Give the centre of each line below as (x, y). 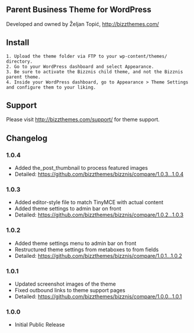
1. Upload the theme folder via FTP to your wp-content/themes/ (87, 56)
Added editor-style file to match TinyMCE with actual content (89, 202)
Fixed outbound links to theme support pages (70, 290)
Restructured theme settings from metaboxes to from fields (87, 249)
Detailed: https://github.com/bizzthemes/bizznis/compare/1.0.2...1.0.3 (99, 215)
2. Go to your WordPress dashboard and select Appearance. (80, 67)
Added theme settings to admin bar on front (68, 209)
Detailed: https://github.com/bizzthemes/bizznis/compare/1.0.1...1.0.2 (98, 256)
